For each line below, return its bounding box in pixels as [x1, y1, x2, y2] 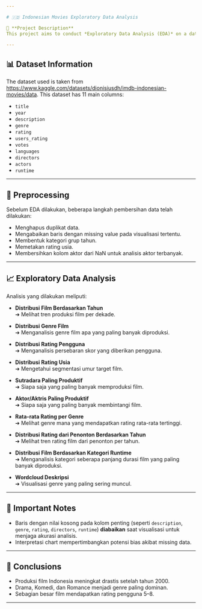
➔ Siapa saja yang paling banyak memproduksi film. [14, 383, 144, 390]
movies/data [6, 91, 37, 98]
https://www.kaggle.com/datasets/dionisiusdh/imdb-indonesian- [6, 84, 167, 92]
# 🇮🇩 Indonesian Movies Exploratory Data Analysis [6, 14, 138, 20]
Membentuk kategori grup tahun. [14, 237, 97, 244]
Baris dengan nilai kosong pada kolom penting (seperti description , [14, 519, 183, 526]
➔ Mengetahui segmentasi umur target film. [14, 365, 123, 372]
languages [14, 148, 40, 155]
